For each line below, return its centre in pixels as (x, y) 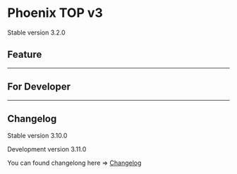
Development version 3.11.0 (47, 149)
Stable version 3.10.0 (37, 136)
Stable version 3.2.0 (36, 32)
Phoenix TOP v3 (55, 13)
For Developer (39, 87)
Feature (25, 55)
